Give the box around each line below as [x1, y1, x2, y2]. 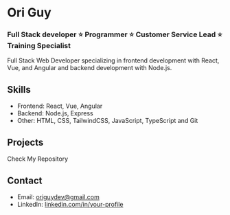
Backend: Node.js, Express [16, 109, 94, 117]
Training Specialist [7, 41, 71, 51]
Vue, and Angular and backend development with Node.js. [7, 64, 172, 72]
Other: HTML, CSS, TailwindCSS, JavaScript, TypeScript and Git [16, 117, 198, 125]
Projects [7, 136, 44, 148]
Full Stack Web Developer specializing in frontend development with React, [7, 56, 220, 65]
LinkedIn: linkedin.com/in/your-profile [16, 200, 124, 208]
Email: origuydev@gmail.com [16, 192, 100, 201]
